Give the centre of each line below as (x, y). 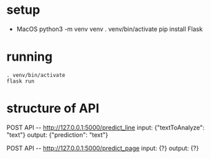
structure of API (53, 108)
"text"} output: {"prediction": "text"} (57, 135)
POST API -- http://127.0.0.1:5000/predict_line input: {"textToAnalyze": (105, 127)
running (30, 57)
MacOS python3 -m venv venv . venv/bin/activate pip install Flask (109, 29)
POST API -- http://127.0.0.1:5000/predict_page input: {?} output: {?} (103, 148)
